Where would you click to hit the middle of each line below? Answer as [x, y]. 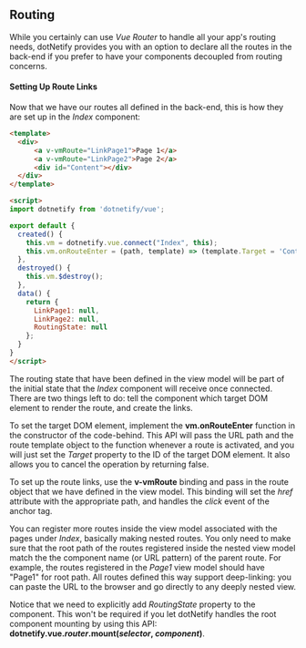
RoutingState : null [70, 327]
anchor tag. [31, 510]
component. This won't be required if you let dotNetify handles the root [143, 613]
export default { [42, 226]
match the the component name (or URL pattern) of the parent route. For [146, 557]
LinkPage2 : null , [66, 319]
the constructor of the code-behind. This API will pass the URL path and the [152, 435]
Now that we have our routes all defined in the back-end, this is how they [147, 108]
